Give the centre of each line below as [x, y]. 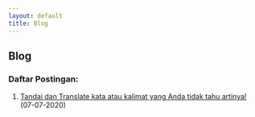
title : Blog [28, 23]
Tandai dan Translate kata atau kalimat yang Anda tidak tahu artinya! [133, 97]
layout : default [35, 16]
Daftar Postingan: [43, 79]
